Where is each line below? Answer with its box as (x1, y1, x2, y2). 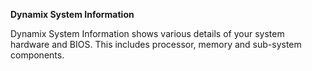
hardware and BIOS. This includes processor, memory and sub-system (10, 39, 302, 50)
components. (10, 49, 65, 61)
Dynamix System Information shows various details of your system (10, 28, 285, 39)
